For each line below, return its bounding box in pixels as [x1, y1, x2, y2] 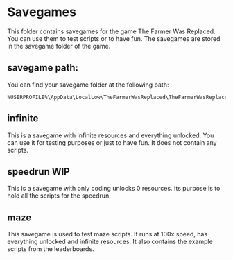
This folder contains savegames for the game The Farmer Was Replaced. [7, 27, 216, 35]
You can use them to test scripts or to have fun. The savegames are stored [7, 34, 221, 42]
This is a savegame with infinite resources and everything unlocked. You [7, 131, 214, 139]
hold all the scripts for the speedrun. [7, 191, 111, 200]
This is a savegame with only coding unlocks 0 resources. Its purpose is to [7, 184, 221, 193]
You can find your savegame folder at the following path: [7, 80, 169, 89]
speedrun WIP [7, 166, 71, 177]
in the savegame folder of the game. [7, 42, 111, 50]
